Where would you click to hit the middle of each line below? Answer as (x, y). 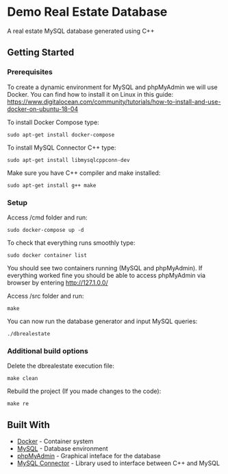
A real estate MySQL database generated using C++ (81, 31)
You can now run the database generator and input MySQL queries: (102, 321)
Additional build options (48, 351)
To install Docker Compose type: (53, 122)
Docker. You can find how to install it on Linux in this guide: (90, 94)
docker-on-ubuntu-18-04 (43, 109)
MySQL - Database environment (62, 449)
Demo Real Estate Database (87, 12)
